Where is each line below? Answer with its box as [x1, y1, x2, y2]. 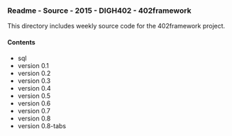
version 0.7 [17, 106, 51, 115]
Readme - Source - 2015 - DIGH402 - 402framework [7, 6, 192, 16]
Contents [7, 38, 35, 46]
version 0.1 [17, 61, 50, 69]
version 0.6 [17, 98, 51, 108]
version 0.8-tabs [17, 121, 66, 130]
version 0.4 [17, 84, 51, 92]
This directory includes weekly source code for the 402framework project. [7, 22, 226, 30]
